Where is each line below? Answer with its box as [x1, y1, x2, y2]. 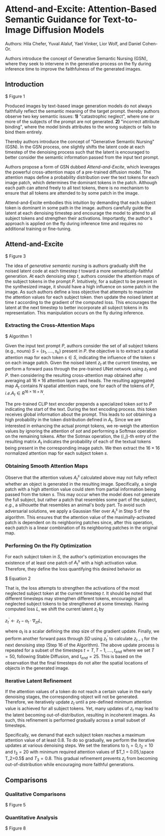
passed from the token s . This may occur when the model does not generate [5, 491, 160, 497]
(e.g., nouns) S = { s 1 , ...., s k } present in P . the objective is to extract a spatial [5, 348, 158, 355]
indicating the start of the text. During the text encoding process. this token [5, 406, 157, 412]
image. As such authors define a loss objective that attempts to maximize [5, 289, 153, 295]
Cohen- [142, 40, 158, 46]
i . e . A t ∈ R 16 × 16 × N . [5, 389, 45, 397]
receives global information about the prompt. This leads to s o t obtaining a [5, 411, 156, 417]
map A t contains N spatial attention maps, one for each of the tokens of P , [5, 383, 155, 390]
